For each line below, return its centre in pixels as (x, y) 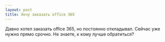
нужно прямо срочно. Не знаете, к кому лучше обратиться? (69, 34)
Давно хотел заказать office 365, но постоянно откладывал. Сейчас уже (83, 28)
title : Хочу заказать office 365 (40, 14)
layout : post (19, 10)
